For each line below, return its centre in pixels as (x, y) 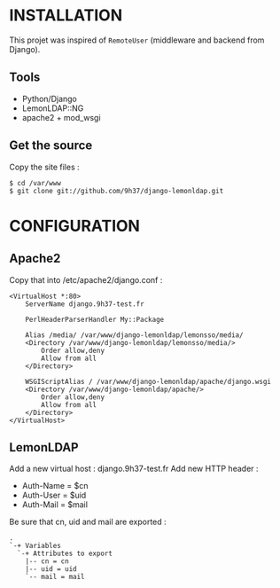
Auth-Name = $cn (55, 486)
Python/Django (49, 98)
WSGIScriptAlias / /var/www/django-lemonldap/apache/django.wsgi (148, 381)
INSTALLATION (66, 16)
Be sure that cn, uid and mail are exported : (88, 522)
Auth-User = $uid (54, 495)
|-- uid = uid (51, 569)
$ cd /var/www (35, 183)
